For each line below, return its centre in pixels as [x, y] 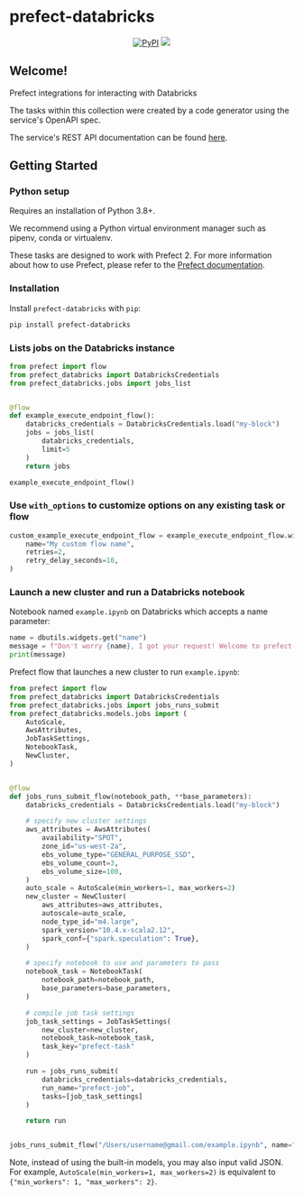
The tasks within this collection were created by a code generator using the [150, 110]
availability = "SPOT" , [83, 838]
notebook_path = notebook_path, [98, 980]
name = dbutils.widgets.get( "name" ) [78, 638]
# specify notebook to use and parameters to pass [123, 963]
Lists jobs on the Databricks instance [92, 347]
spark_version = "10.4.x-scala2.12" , [109, 930]
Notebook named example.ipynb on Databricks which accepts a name [139, 612]
